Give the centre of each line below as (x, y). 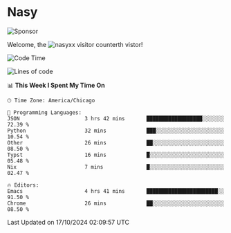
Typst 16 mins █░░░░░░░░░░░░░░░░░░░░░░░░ (116, 155)
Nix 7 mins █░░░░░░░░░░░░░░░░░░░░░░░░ (116, 167)
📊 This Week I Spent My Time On (56, 85)
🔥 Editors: (23, 185)
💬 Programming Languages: (44, 112)
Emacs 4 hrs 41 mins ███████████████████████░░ (116, 191)
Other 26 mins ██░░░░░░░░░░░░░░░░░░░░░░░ (116, 142)
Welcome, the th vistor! (75, 44)
